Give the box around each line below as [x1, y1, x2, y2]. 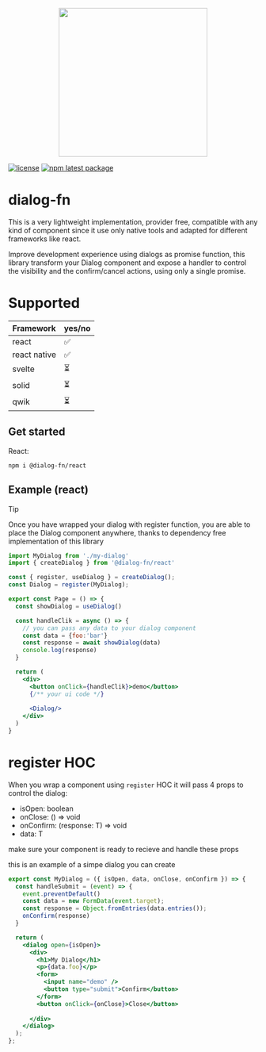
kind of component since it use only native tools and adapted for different [8, 225, 248, 235]
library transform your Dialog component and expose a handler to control [8, 258, 247, 267]
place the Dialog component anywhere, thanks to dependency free [8, 528, 226, 537]
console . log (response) [22, 647, 97, 655]
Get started [8, 425, 66, 439]
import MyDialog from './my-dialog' [8, 551, 129, 559]
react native [12, 349, 57, 360]
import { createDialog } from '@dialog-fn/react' [8, 559, 176, 567]
